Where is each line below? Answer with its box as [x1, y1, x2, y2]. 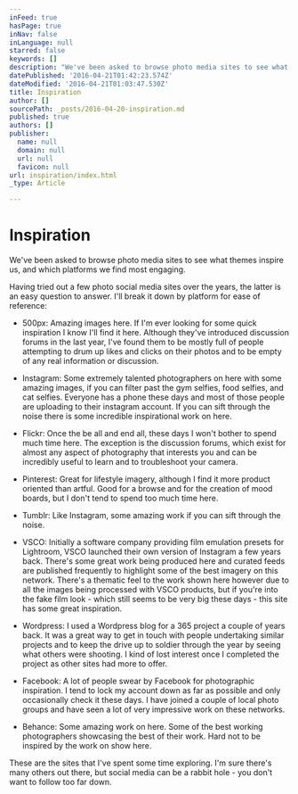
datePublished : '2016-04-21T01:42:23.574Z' [9, 71, 173, 80]
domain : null [17, 145, 66, 154]
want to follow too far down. [9, 777, 113, 788]
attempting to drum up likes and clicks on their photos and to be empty [21, 346, 282, 357]
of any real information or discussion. [21, 356, 159, 367]
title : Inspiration [9, 87, 82, 96]
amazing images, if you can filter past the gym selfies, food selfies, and [21, 383, 285, 393]
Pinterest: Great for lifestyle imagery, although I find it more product [21, 474, 271, 484]
